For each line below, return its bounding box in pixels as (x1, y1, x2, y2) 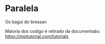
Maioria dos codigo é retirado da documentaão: (5, 28, 101, 34)
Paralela (5, 3, 39, 14)
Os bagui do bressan (5, 19, 47, 25)
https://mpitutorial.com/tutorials (5, 33, 69, 39)
